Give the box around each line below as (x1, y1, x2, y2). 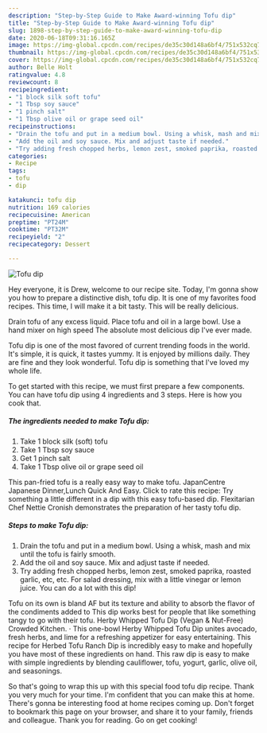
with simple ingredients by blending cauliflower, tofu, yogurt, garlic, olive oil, (8, 657, 258, 667)
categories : (8, 152, 48, 160)
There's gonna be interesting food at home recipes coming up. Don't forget (8, 698, 254, 708)
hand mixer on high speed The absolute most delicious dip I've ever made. (8, 325, 253, 335)
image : (8, 41, 30, 49)
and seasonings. (8, 665, 62, 676)
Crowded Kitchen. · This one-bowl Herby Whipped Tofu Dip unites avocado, (8, 623, 257, 633)
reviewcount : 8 (8, 78, 59, 86)
